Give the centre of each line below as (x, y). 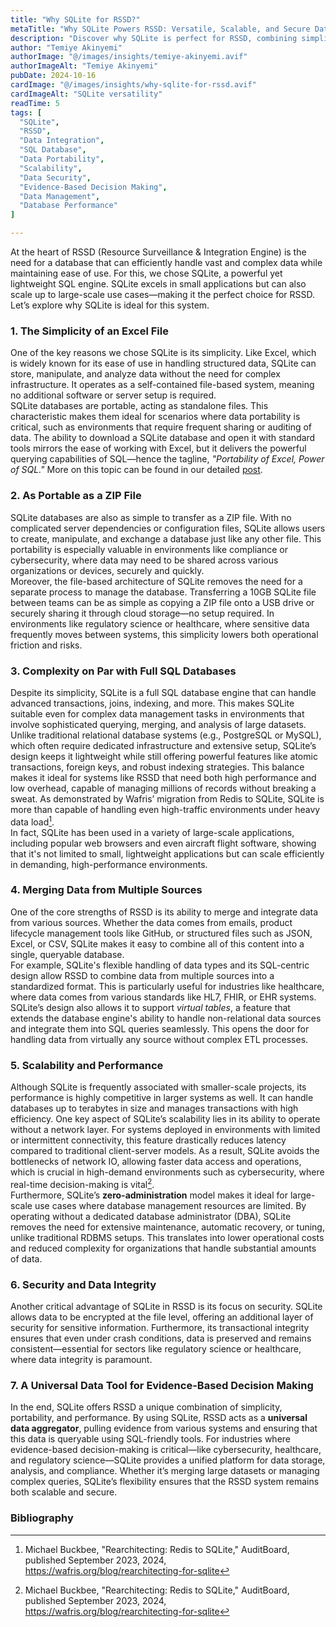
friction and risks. (46, 645)
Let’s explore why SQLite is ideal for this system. (110, 305)
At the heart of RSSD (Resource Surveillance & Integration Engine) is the (158, 252)
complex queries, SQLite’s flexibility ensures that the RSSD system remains (165, 1482)
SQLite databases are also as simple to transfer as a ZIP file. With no (151, 517)
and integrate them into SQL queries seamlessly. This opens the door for (160, 1028)
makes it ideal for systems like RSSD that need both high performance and (163, 777)
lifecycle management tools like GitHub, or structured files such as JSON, (161, 933)
